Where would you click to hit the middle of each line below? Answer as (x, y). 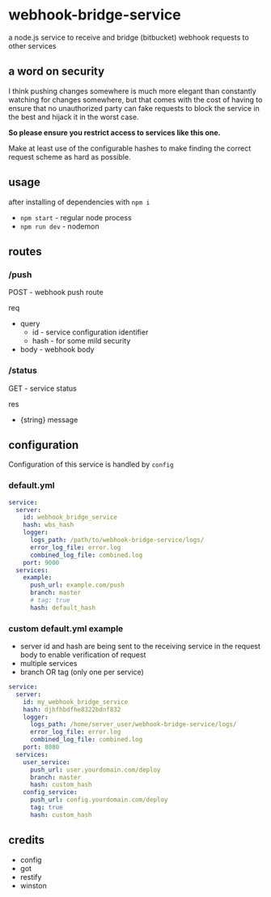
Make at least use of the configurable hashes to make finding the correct (130, 148)
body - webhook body (57, 349)
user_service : (47, 762)
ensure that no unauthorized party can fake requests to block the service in (134, 108)
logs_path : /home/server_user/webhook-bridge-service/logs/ (133, 724)
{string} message (49, 420)
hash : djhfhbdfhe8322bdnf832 (72, 709)
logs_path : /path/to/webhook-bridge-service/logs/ (117, 540)
